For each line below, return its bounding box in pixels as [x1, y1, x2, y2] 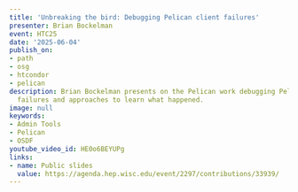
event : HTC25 [9, 29, 58, 38]
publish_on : [9, 46, 53, 55]
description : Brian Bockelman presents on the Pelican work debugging [9, 87, 276, 96]
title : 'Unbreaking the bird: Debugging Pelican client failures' [9, 12, 260, 22]
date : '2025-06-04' [9, 37, 82, 47]
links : [9, 152, 34, 162]
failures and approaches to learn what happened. [17, 95, 204, 104]
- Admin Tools [9, 120, 62, 129]
